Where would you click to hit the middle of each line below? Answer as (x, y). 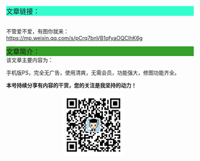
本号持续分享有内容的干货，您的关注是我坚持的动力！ (71, 85)
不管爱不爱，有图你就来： (37, 31)
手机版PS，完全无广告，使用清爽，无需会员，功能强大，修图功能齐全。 (93, 73)
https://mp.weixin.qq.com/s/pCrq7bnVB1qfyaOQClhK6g (74, 38)
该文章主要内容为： (30, 60)
